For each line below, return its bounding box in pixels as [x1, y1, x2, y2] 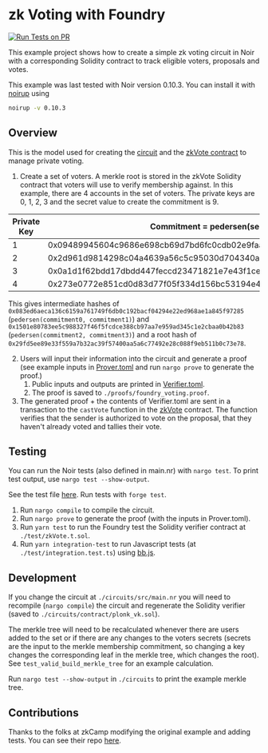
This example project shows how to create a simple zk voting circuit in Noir [8, 47, 255, 57]
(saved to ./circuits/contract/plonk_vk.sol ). [8, 609, 160, 619]
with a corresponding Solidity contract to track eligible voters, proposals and [8, 56, 260, 66]
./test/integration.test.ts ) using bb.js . [19, 548, 156, 557]
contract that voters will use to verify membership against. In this [19, 180, 234, 189]
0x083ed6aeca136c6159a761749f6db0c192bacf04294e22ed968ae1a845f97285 [8, 307, 245, 315]
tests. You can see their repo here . [8, 735, 122, 745]
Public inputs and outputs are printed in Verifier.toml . [31, 379, 205, 388]
